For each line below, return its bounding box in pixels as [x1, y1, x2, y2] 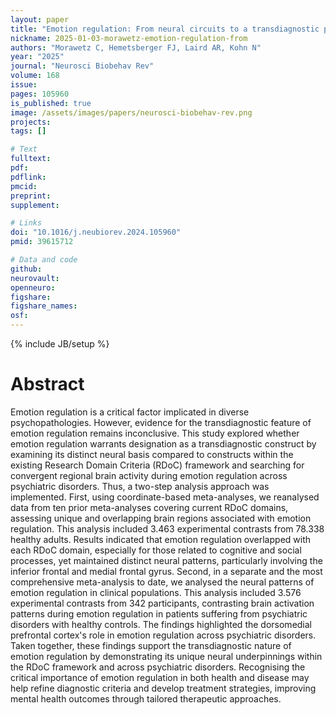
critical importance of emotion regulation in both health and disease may [10, 671, 310, 683]
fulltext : [10, 154, 52, 164]
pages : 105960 [10, 89, 70, 99]
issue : [10, 80, 38, 90]
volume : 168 [10, 71, 60, 81]
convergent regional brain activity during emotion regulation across [10, 469, 288, 481]
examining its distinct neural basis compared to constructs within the [10, 448, 294, 460]
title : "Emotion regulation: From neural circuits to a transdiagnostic [10, 24, 320, 34]
